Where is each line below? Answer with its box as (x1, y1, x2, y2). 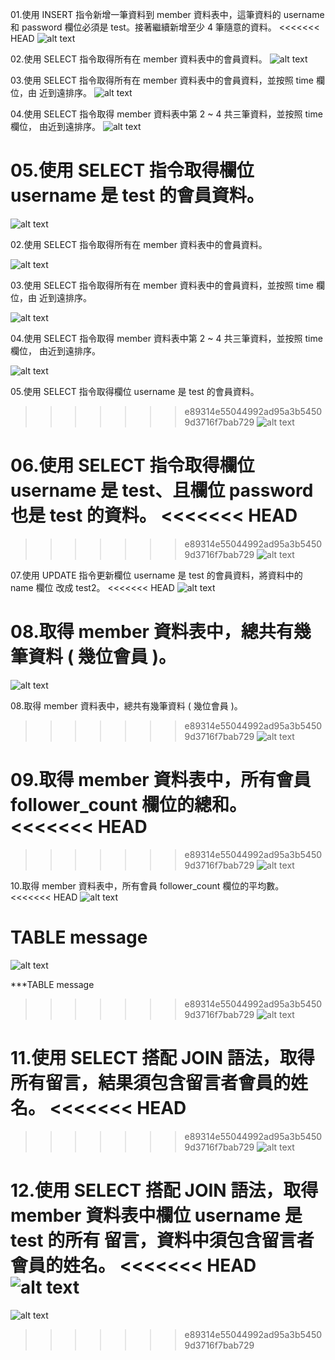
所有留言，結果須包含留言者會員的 (10, 1071, 292, 1094)
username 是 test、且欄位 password (10, 479, 314, 502)
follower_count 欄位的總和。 (10, 794, 247, 816)
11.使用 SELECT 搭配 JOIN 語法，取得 (10, 1046, 315, 1069)
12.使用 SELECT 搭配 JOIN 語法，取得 (10, 1179, 319, 1202)
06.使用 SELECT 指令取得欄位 (10, 454, 255, 477)
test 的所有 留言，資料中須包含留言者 (10, 1229, 315, 1252)
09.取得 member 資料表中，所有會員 (10, 769, 312, 791)
